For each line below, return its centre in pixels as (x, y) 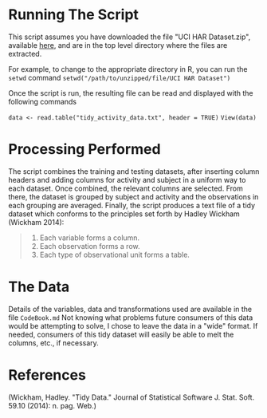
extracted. (25, 53)
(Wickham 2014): (36, 222)
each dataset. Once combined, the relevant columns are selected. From (126, 188)
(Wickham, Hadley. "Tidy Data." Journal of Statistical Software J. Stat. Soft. (132, 397)
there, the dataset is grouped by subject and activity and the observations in (133, 196)
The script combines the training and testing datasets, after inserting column (134, 171)
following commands (43, 101)
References (47, 375)
